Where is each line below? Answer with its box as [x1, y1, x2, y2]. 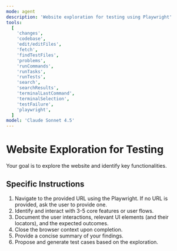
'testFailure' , [16, 101, 54, 107]
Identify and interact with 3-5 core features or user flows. [14, 207, 154, 214]
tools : [6, 19, 22, 25]
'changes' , [16, 30, 44, 36]
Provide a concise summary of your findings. [14, 232, 123, 239]
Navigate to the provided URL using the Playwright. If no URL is [14, 195, 168, 202]
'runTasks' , [16, 69, 46, 74]
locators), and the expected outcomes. [14, 219, 109, 226]
